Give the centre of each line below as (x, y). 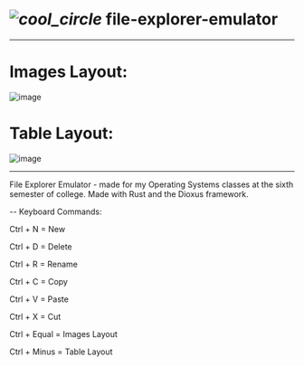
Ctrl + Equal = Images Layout (63, 333)
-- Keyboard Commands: (56, 211)
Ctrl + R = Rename (44, 264)
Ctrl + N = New (38, 229)
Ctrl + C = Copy (38, 281)
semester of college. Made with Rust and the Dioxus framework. (129, 193)
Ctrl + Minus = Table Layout (61, 352)
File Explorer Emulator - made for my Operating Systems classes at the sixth (152, 184)
